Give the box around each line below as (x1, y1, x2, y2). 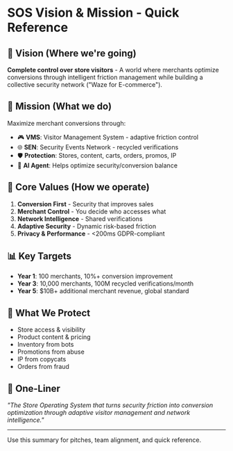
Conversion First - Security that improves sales (17, 199, 154, 208)
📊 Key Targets (7, 250, 71, 262)
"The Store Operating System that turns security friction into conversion (7, 401, 214, 409)
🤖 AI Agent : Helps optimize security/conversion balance (17, 161, 178, 170)
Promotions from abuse (17, 347, 85, 356)
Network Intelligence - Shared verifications (17, 214, 144, 223)
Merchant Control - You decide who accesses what (17, 207, 166, 215)
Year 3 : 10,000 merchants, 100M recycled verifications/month (17, 279, 194, 288)
